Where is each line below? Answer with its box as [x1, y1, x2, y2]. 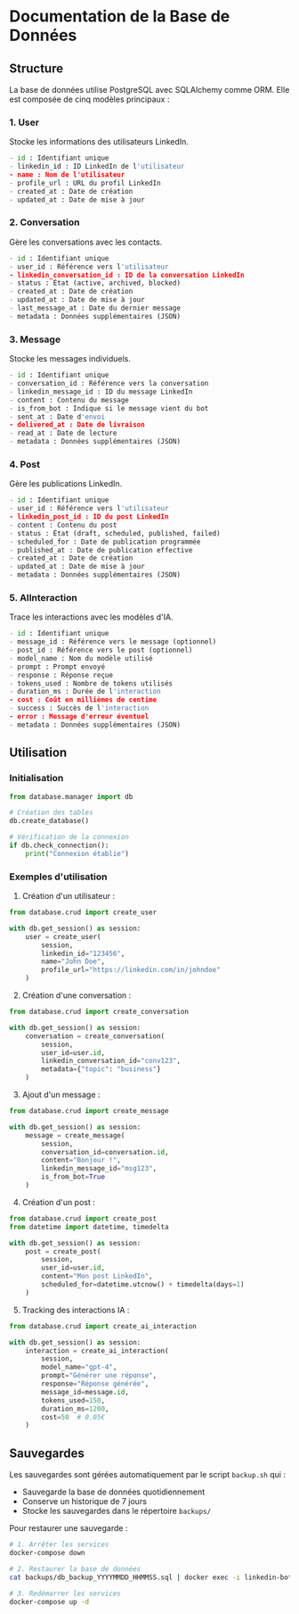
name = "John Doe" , [41, 957, 105, 966]
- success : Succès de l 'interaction [9, 703, 149, 713]
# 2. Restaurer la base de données [9, 1564, 141, 1573]
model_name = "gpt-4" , [41, 1363, 117, 1372]
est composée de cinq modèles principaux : [9, 94, 170, 104]
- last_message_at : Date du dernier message [9, 304, 181, 313]
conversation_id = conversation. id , [41, 1147, 169, 1157]
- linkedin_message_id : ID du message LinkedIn [9, 387, 193, 396]
